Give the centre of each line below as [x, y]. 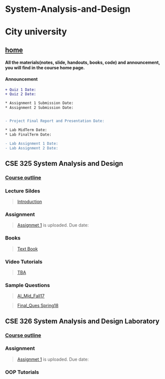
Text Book [27, 249]
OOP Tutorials [22, 372]
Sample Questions [28, 285]
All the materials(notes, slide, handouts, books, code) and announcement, [82, 62]
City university [36, 32]
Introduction [30, 202]
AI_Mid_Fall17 [31, 296]
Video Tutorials [24, 262]
